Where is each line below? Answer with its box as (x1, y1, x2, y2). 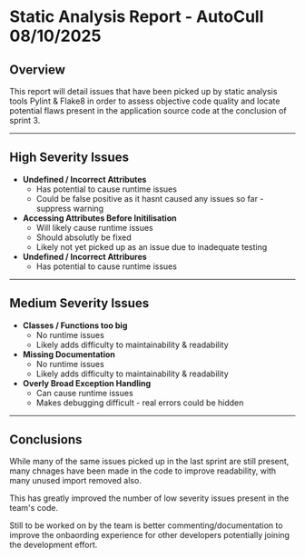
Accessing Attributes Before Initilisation (22, 212, 177, 224)
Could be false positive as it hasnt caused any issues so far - (35, 193, 264, 204)
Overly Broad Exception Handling (22, 377, 152, 388)
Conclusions (9, 432, 83, 447)
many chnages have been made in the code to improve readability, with (9, 465, 277, 476)
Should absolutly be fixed (35, 232, 132, 243)
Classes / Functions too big (22, 320, 128, 331)
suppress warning (35, 203, 104, 214)
